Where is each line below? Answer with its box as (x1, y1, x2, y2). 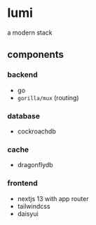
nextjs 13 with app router (17, 194, 89, 202)
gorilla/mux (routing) (17, 93, 79, 102)
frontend (7, 178, 39, 188)
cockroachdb (17, 127, 56, 135)
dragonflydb (17, 161, 54, 169)
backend (7, 70, 38, 80)
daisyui (17, 209, 39, 218)
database (7, 111, 41, 121)
